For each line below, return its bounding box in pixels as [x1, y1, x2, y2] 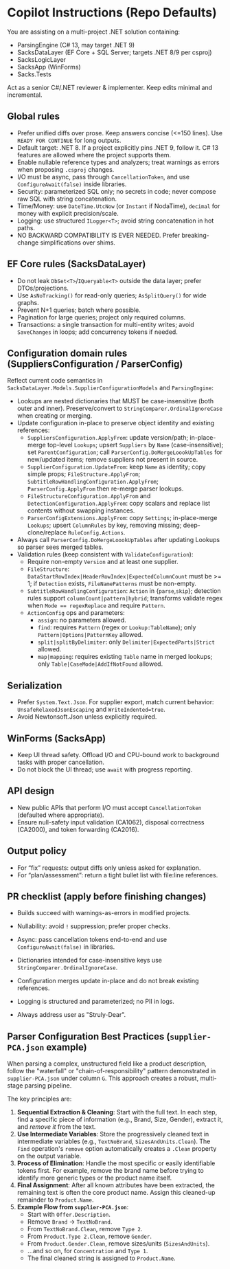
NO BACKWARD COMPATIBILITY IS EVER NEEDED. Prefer [16, 231, 181, 239]
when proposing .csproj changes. [16, 165, 115, 173]
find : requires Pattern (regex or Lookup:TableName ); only [37, 623, 196, 631]
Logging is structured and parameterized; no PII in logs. [16, 998, 175, 1006]
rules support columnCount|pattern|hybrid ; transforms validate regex [27, 594, 223, 603]
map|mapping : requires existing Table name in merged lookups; [37, 653, 213, 661]
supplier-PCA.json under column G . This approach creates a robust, [7, 1074, 199, 1083]
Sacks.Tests [16, 70, 51, 78]
